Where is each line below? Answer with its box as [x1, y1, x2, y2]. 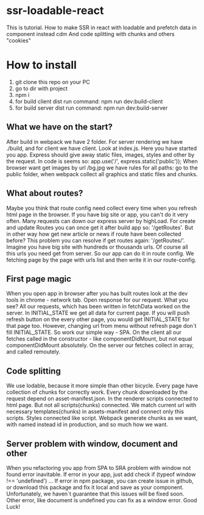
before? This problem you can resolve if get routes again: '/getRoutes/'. [6, 236, 185, 244]
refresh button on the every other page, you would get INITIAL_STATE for [6, 316, 190, 323]
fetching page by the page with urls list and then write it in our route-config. [6, 256, 197, 263]
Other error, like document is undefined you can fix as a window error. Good [6, 496, 197, 503]
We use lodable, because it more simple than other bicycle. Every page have [6, 382, 199, 389]
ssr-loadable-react [6, 4, 104, 18]
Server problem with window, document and [6, 438, 178, 449]
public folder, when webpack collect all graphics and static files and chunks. [6, 170, 198, 177]
